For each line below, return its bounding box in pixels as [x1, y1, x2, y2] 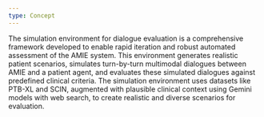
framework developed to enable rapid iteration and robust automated [8, 41, 236, 52]
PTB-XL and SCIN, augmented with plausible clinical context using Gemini [8, 84, 252, 94]
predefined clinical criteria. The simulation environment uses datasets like [8, 76, 251, 85]
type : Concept [8, 11, 56, 20]
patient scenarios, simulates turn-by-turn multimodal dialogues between [8, 59, 246, 68]
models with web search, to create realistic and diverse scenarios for [8, 92, 236, 102]
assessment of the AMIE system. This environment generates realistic [8, 50, 238, 60]
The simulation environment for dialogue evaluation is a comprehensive [8, 33, 244, 43]
